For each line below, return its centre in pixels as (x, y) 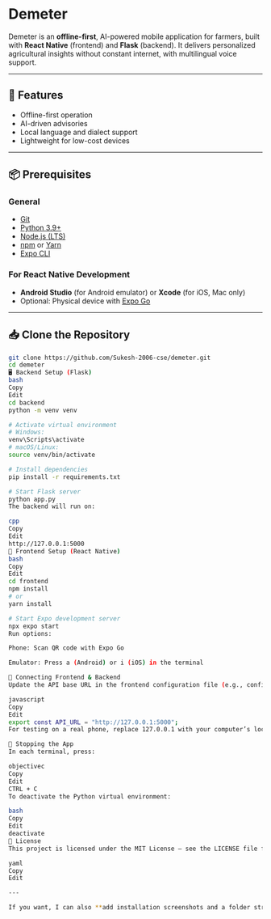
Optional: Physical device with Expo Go (85, 301)
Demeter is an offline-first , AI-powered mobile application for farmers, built (134, 36)
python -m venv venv (43, 410)
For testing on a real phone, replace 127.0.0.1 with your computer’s (129, 730)
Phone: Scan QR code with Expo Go (67, 648)
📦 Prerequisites (50, 175)
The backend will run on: (52, 506)
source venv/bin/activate (52, 455)
